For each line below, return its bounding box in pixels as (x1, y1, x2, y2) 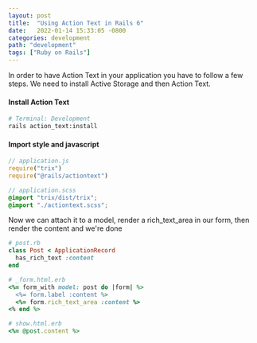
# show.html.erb (8, 320, 62, 328)
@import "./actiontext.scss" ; (8, 201, 109, 209)
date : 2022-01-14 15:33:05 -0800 (8, 26, 127, 34)
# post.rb (8, 240, 41, 248)
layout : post (8, 11, 52, 20)
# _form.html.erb (8, 275, 66, 283)
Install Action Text (8, 97, 70, 107)
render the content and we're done (8, 224, 123, 233)
